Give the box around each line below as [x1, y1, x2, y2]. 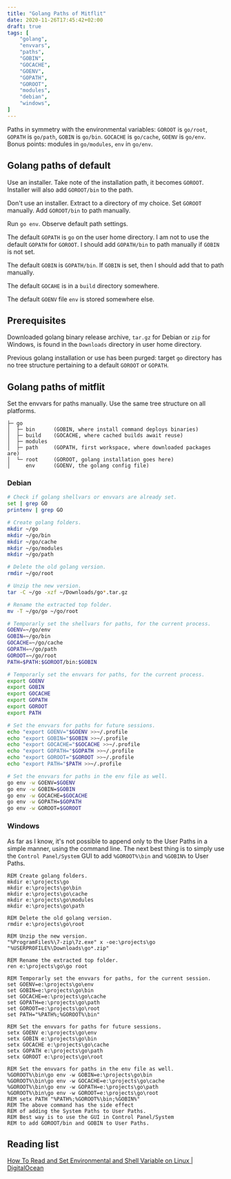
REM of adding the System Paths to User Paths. [7, 1107, 147, 1114]
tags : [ [7, 29, 30, 37]
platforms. [7, 407, 37, 415]
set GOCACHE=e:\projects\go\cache [7, 993, 107, 1000]
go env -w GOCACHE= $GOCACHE [7, 792, 88, 799]
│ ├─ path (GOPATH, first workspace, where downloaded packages [7, 444, 212, 452]
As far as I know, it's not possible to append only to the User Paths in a [7, 837, 208, 845]
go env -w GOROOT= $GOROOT [7, 805, 81, 812]
